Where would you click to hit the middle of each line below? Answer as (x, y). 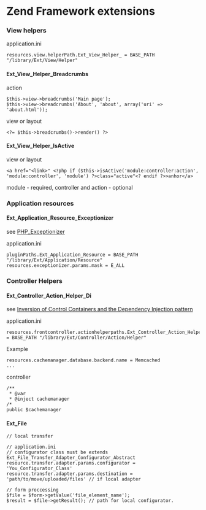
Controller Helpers (35, 280)
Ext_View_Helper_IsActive (40, 146)
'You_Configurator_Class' (39, 469)
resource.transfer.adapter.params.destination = (70, 474)
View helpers (27, 31)
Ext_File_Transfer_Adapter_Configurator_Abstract (71, 458)
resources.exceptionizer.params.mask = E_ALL (65, 266)
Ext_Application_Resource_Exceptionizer (60, 218)
